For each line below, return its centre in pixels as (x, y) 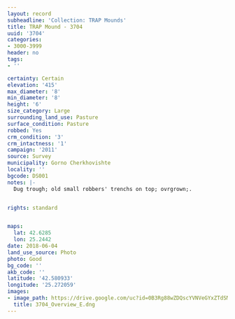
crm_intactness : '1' (37, 143)
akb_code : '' (26, 272)
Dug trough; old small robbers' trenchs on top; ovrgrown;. (103, 189)
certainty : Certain (36, 78)
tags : (15, 59)
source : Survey (29, 157)
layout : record (29, 14)
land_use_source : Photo (42, 253)
